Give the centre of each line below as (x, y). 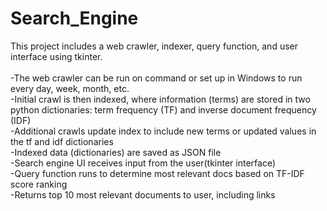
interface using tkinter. (56, 56)
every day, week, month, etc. (70, 88)
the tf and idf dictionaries (62, 141)
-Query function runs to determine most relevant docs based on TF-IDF (157, 173)
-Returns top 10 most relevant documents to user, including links (143, 194)
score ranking (39, 184)
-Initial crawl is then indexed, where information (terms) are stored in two (160, 99)
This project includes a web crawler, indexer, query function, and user (154, 46)
